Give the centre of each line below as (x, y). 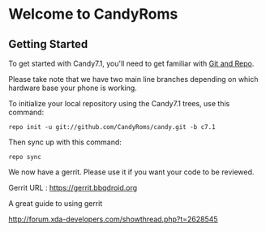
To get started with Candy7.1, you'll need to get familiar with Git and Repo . (131, 63)
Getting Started (48, 44)
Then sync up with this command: (65, 142)
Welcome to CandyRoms (93, 14)
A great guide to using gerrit (56, 203)
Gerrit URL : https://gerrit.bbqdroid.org (73, 188)
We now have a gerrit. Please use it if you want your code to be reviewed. (131, 172)
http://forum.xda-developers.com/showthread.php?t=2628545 (113, 219)
